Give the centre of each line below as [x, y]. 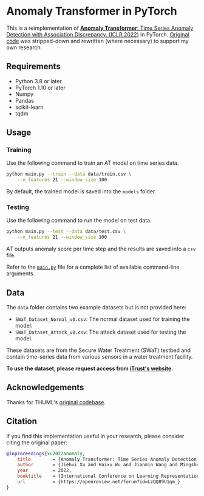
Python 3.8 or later [38, 81]
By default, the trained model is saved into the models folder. [81, 191]
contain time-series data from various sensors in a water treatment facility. [100, 357]
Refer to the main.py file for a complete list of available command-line [93, 267]
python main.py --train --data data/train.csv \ [69, 174]
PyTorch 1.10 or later [40, 88]
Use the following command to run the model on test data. [79, 221]
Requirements [33, 67]
